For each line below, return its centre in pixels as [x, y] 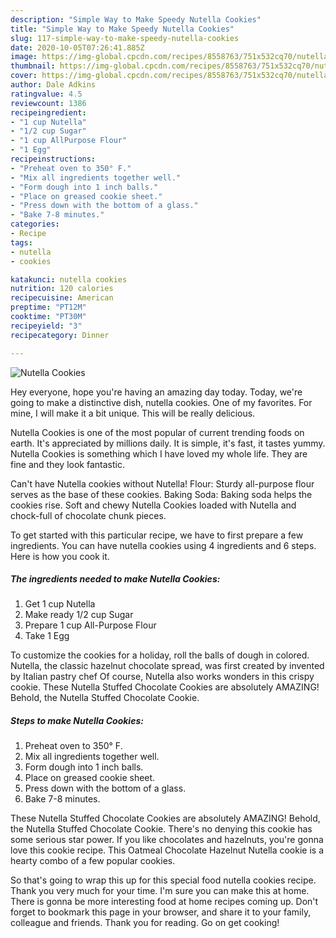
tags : [21, 242]
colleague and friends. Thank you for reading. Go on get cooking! [145, 923]
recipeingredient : [48, 112]
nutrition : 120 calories [62, 289]
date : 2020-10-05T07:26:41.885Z [77, 47]
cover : [24, 76]
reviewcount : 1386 [48, 103]
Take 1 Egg [47, 636]
